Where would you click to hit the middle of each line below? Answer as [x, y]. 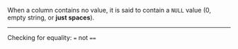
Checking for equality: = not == [52, 37]
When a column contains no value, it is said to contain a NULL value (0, [109, 10]
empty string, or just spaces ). [51, 17]
